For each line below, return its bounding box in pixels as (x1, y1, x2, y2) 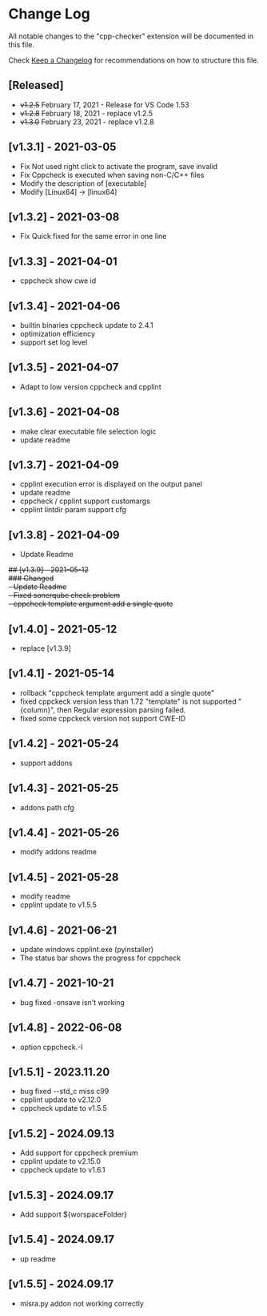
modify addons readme (19, 847, 98, 857)
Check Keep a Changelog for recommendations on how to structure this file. (8, 55, 260, 65)
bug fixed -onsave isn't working (19, 997, 126, 1007)
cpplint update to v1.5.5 (19, 900, 98, 910)
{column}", (19, 704, 56, 714)
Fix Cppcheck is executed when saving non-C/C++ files (19, 170, 205, 180)
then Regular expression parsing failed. (57, 704, 186, 714)
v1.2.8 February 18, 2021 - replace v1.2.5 (19, 108, 153, 118)
